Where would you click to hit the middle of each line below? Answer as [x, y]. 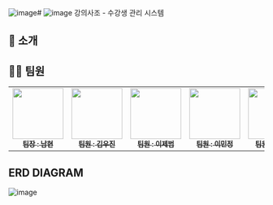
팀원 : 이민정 [215, 144]
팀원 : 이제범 [156, 144]
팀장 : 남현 [38, 144]
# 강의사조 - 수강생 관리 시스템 [101, 13]
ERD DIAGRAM [46, 173]
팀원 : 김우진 [97, 144]
